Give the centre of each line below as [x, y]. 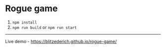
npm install [24, 23]
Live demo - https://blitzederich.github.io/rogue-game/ [61, 41]
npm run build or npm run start [44, 27]
